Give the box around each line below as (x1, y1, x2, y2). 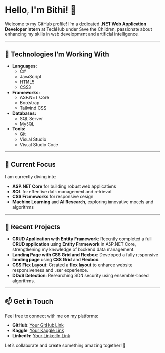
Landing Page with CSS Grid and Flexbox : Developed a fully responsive (12, 252, 159, 257)
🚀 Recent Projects (5, 223, 60, 231)
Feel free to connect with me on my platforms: (5, 313, 99, 319)
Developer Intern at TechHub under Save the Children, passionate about (5, 26, 152, 32)
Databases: (12, 110, 37, 116)
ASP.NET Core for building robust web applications (12, 183, 116, 189)
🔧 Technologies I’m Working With (5, 50, 109, 59)
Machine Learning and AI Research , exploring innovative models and (12, 199, 154, 205)
